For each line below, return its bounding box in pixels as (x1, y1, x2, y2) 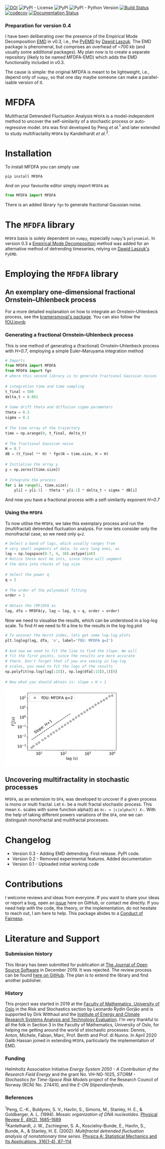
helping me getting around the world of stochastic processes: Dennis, (5, 1027, 146, 1033)
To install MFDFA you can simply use (5, 164, 80, 170)
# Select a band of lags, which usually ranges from (5, 541, 115, 546)
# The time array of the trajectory (5, 425, 80, 431)
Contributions (5, 879, 63, 889)
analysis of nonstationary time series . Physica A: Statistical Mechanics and (5, 1133, 157, 1139)
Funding (5, 1055, 26, 1062)
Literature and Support (5, 933, 100, 944)
